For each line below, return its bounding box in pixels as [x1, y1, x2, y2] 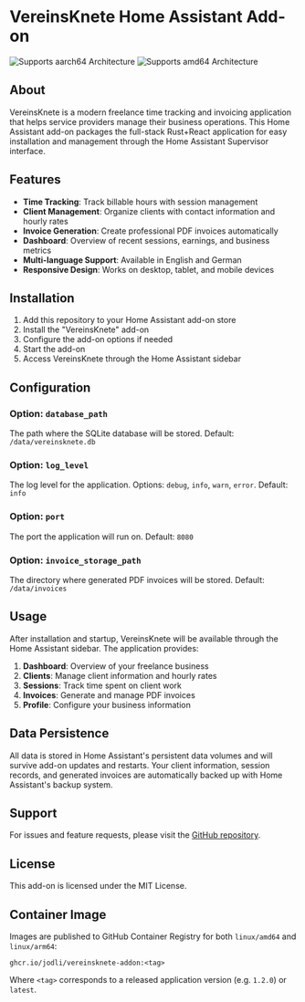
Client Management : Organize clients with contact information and [22, 205, 276, 216]
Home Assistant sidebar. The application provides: [9, 642, 199, 653]
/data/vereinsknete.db [9, 438, 96, 447]
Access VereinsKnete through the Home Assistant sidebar [22, 353, 242, 364]
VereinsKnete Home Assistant [9, 6, 244, 27]
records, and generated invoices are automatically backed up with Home [9, 769, 283, 780]
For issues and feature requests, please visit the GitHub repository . [9, 830, 261, 840]
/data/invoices [9, 584, 68, 593]
